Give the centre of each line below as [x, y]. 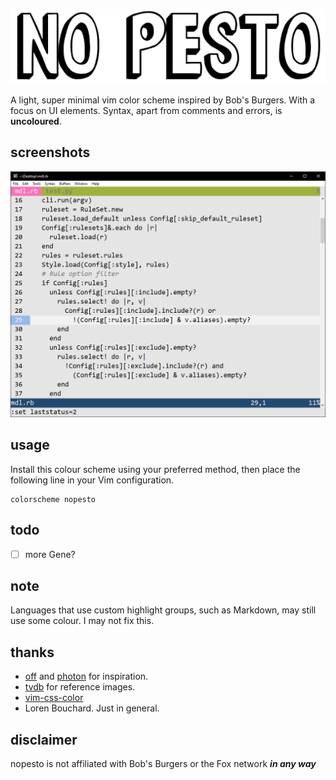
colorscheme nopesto [53, 499]
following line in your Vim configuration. [92, 480]
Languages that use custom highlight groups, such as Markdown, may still [163, 610]
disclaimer [44, 739]
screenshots [50, 152]
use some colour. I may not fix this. [82, 621]
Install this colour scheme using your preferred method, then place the [155, 469]
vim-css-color [54, 698]
